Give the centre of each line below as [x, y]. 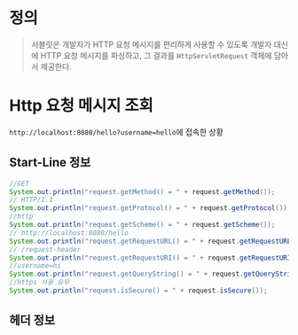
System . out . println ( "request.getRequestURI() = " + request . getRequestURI [150, 258]
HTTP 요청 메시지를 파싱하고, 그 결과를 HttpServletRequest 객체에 [156, 55]
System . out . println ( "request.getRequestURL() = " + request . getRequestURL [150, 241]
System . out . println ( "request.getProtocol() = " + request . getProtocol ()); [150, 208]
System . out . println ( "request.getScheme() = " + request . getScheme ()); [142, 225]
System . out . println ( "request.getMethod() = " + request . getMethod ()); [142, 191]
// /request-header [45, 249]
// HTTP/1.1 [31, 200]
